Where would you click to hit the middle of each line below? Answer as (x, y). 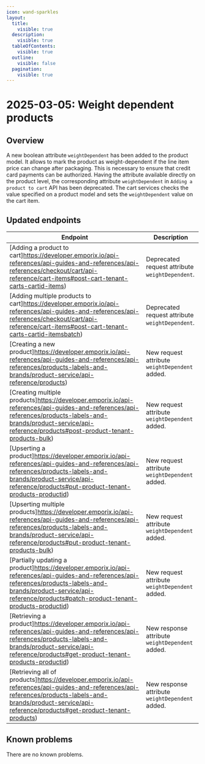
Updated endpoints (44, 220)
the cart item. (23, 201)
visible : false (37, 63)
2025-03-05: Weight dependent (90, 105)
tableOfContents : (34, 47)
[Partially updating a (38, 560)
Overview (25, 141)
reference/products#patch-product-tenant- (74, 599)
